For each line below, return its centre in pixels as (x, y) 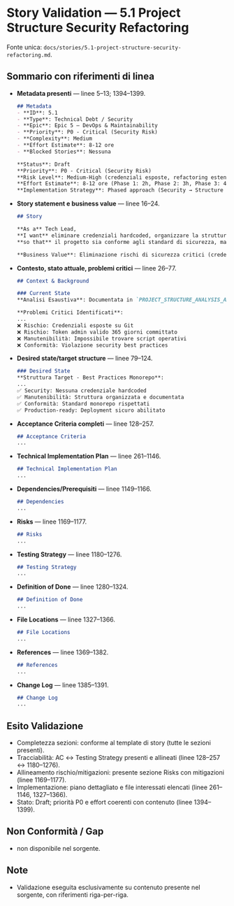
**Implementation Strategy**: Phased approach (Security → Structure (120, 190)
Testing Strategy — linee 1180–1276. (69, 554)
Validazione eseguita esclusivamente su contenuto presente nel (108, 887)
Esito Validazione (45, 726)
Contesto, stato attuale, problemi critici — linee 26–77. (96, 268)
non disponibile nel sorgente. (58, 848)
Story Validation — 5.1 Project (94, 13)
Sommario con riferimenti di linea (81, 77)
